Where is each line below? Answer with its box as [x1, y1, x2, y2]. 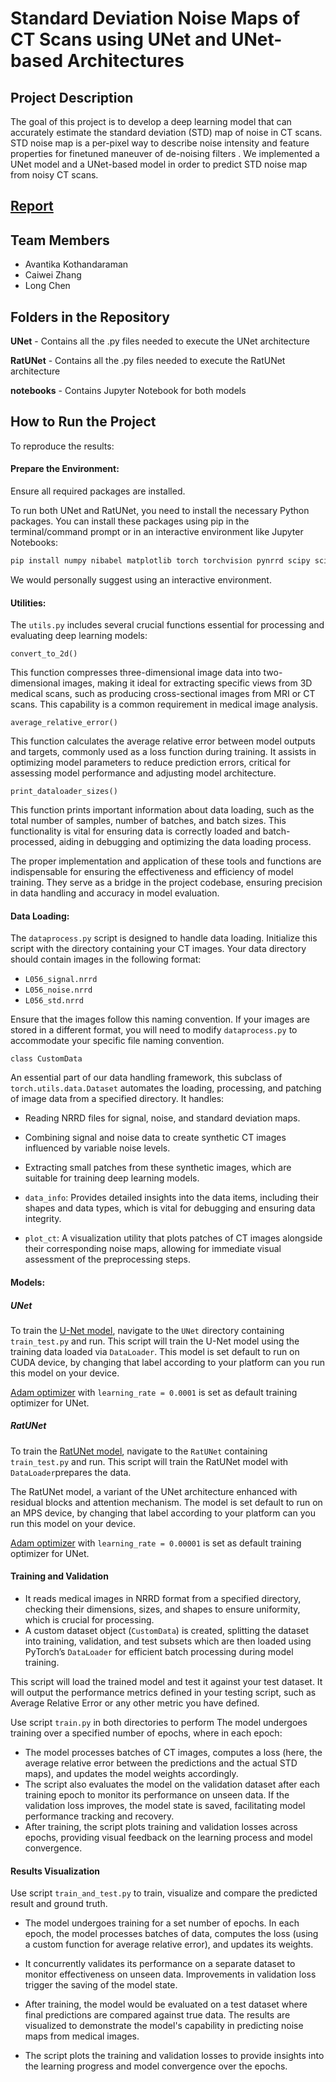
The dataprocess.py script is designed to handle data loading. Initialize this [10, 932, 318, 944]
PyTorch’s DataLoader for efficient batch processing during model [24, 1646, 294, 1658]
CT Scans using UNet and [10, 28, 228, 51]
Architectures [66, 50, 185, 72]
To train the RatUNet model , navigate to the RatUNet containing [10, 1445, 268, 1457]
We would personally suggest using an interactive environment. [10, 573, 272, 586]
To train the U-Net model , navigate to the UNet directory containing [10, 1324, 285, 1336]
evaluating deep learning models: [10, 630, 148, 642]
